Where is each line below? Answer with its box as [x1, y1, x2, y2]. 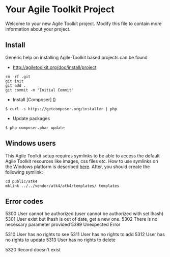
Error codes [5, 197, 43, 205]
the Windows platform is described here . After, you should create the [5, 163, 150, 170]
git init [5, 78, 24, 84]
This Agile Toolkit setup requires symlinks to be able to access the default [5, 152, 160, 159]
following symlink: [5, 169, 43, 175]
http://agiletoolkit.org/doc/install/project [12, 64, 97, 70]
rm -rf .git [5, 74, 31, 79]
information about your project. [5, 26, 71, 32]
